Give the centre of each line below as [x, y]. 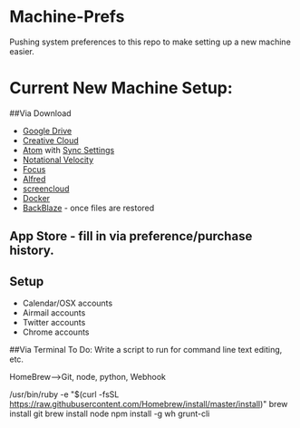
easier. [22, 51]
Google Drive [47, 131]
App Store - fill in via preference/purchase [131, 236]
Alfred [34, 179]
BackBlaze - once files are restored [88, 208]
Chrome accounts [56, 332]
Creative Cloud [50, 140]
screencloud [46, 189]
